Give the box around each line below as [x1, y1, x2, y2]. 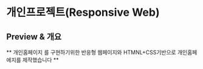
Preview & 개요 [6, 31, 62, 42]
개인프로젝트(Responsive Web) [6, 5, 160, 19]
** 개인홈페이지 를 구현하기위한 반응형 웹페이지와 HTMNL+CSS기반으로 [6, 49, 176, 56]
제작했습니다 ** [22, 56, 59, 64]
